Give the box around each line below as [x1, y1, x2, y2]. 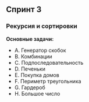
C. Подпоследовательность [14, 59, 84, 66]
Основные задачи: [6, 35, 54, 43]
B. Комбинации [14, 52, 52, 60]
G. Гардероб [14, 84, 45, 91]
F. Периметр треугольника [14, 78, 81, 85]
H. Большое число [14, 90, 60, 97]
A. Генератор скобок [14, 47, 66, 54]
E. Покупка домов [14, 71, 59, 78]
